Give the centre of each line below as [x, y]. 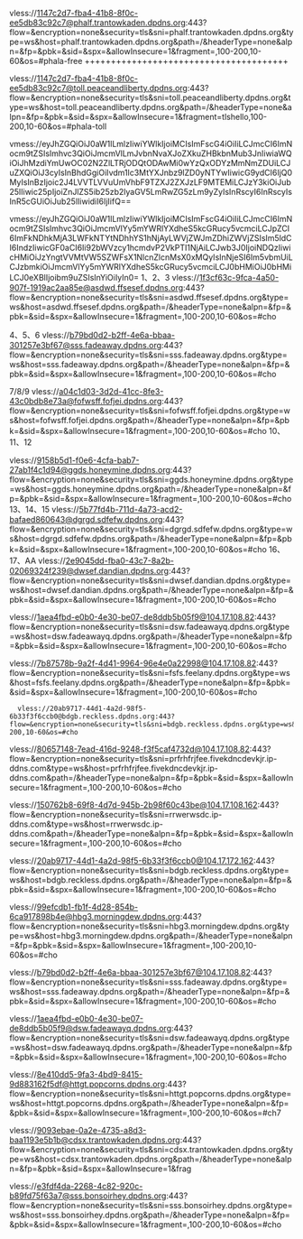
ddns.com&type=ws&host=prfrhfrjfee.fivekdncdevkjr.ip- [114, 768]
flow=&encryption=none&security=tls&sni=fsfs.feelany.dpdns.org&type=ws [150, 673]
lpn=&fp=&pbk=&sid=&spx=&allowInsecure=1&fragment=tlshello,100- [138, 117]
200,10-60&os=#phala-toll [58, 126]
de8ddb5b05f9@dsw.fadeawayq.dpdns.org [91, 1028]
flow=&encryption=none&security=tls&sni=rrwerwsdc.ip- [116, 814]
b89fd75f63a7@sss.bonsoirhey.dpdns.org [88, 1196]
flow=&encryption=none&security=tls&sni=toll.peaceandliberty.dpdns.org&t [150, 97]
